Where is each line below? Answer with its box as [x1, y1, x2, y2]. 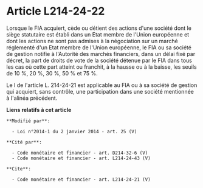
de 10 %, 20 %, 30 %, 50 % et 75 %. [6, 69, 98, 77]
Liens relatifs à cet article [6, 106, 72, 113]
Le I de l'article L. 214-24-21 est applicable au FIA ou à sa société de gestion [6, 81, 198, 89]
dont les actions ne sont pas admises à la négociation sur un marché [6, 37, 178, 44]
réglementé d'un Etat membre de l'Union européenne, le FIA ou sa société [6, 44, 191, 51]
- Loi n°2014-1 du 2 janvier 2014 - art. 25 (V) [12, 128, 137, 134]
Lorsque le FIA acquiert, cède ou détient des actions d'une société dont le [6, 24, 191, 32]
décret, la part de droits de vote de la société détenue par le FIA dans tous [6, 57, 193, 64]
